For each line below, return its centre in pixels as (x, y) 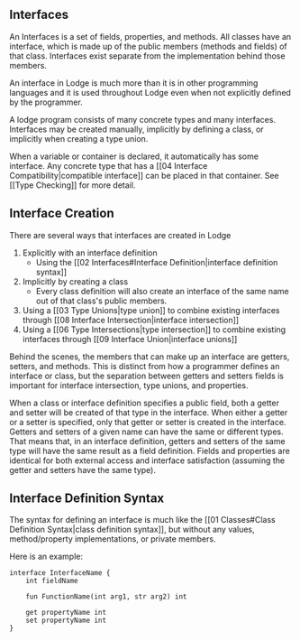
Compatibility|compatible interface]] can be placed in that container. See (144, 175)
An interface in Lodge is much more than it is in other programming (134, 83)
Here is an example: (46, 557)
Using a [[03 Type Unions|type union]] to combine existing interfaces (151, 310)
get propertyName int (66, 613)
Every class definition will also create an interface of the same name (163, 291)
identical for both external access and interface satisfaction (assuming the (147, 460)
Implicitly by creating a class (75, 281)
